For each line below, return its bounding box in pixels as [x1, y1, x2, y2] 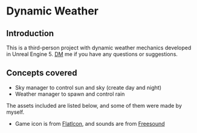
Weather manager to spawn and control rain [15, 90, 125, 97]
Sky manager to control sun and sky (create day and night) [15, 84, 162, 91]
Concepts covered [6, 68, 77, 78]
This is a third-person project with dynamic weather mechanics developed [6, 44, 192, 51]
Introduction [6, 28, 54, 39]
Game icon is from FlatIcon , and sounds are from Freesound [15, 120, 165, 127]
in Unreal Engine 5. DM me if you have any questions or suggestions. [6, 51, 178, 58]
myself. [6, 108, 25, 116]
